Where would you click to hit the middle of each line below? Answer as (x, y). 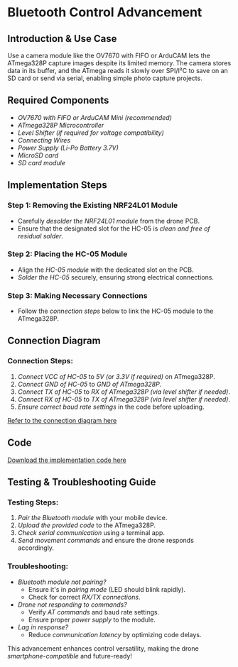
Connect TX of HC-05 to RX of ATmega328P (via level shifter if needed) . (124, 392)
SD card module (41, 162)
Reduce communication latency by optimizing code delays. (115, 634)
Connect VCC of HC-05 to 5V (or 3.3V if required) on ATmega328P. (116, 376)
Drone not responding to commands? (72, 605)
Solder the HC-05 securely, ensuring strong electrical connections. (116, 277)
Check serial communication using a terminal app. (91, 533)
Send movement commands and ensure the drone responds (106, 541)
